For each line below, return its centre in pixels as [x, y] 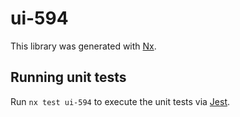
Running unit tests [68, 77]
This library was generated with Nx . [83, 46]
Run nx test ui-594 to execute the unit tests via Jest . [120, 101]
